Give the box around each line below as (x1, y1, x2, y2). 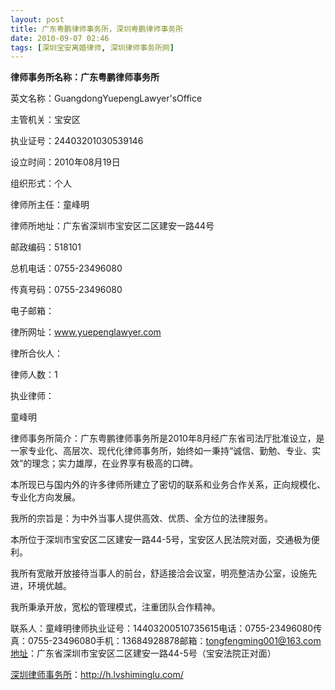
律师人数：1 (10, 369, 58, 381)
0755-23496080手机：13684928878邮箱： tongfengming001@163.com (27, 635, 322, 647)
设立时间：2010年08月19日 (10, 156, 121, 168)
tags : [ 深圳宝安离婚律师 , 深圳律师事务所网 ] (10, 42, 175, 53)
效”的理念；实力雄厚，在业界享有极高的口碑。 (10, 457, 199, 470)
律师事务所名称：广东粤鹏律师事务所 (10, 71, 160, 83)
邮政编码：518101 (10, 241, 82, 253)
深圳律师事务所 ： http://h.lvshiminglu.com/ (10, 669, 184, 681)
